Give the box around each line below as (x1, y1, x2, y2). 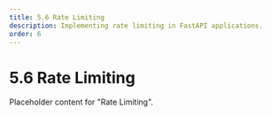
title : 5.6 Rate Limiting (9, 12, 105, 22)
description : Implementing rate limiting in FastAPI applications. (9, 21, 264, 30)
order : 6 (9, 29, 42, 38)
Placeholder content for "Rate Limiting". (9, 97, 153, 107)
